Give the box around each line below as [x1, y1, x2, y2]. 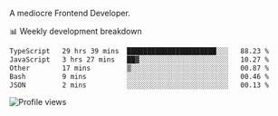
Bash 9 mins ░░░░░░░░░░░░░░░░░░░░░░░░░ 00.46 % [9, 72, 270, 81]
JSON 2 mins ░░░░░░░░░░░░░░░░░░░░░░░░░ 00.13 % [9, 81, 270, 90]
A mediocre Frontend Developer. [9, 8, 131, 18]
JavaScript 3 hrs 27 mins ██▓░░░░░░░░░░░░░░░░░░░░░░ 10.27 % [9, 54, 270, 64]
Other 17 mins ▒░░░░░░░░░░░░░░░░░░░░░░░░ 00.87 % [9, 63, 270, 72]
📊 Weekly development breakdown [9, 26, 142, 36]
